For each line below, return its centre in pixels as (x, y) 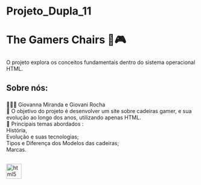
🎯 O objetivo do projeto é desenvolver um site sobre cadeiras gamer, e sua (99, 111)
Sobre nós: (27, 88)
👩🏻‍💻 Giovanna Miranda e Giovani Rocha (56, 105)
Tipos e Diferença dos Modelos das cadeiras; (63, 143)
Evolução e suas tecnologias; (43, 137)
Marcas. (16, 149)
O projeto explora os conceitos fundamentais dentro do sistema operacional (101, 62)
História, (17, 130)
